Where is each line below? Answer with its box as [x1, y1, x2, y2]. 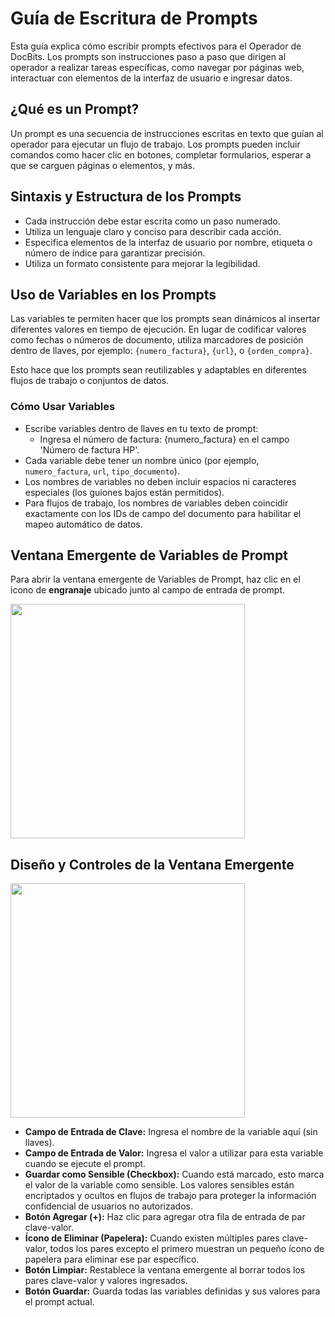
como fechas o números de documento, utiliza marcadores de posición [10, 334, 304, 346]
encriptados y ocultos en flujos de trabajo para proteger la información [24, 1190, 317, 1202]
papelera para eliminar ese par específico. [24, 1253, 200, 1266]
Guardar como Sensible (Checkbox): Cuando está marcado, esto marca [24, 1168, 325, 1181]
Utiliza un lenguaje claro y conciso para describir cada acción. [24, 225, 282, 237]
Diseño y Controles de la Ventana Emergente [10, 856, 295, 873]
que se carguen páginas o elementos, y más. [10, 159, 196, 171]
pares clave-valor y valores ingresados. [24, 1275, 188, 1287]
